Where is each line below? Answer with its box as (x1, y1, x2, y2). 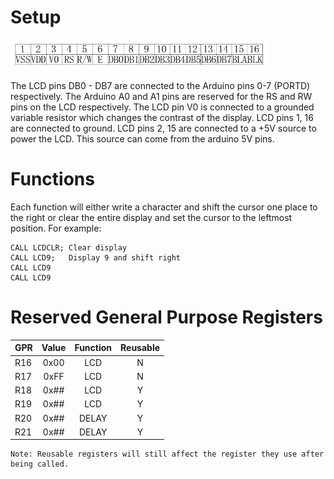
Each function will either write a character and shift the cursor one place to (10, 201, 318, 213)
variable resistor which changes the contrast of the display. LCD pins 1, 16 (10, 111, 314, 123)
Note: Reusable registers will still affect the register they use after (10, 449, 325, 460)
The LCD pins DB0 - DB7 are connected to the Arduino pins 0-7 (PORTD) (10, 79, 311, 91)
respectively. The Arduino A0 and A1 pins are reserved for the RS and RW (10, 90, 313, 102)
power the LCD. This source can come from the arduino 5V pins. (10, 132, 275, 145)
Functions (10, 168, 95, 191)
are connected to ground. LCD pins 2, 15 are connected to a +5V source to (10, 122, 317, 134)
